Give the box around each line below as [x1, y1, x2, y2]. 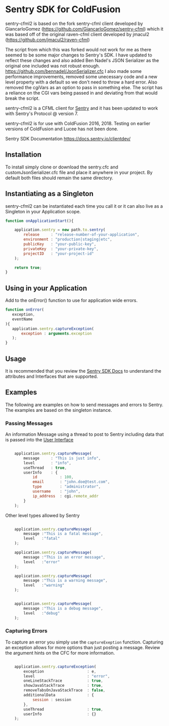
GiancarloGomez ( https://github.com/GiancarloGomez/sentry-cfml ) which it [5, 25, 163, 32]
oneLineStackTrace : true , [23, 678, 103, 683]
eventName [12, 317, 33, 322]
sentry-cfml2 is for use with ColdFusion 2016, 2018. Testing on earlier [5, 120, 151, 126]
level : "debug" [23, 610, 60, 616]
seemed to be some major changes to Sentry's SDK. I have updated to [5, 52, 152, 58]
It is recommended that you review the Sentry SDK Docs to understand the [5, 368, 161, 374]
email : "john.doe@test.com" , [32, 480, 110, 485]
